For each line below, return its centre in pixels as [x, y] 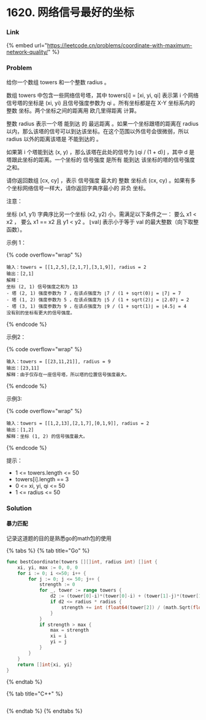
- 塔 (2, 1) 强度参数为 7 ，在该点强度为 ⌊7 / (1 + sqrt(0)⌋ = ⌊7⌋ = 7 [94, 293]
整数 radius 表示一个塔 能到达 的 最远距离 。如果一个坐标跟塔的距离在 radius [103, 123]
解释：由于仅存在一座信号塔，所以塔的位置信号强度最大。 [68, 374]
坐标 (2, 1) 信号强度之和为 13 [42, 287]
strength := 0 [57, 585]
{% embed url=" [27, 45]
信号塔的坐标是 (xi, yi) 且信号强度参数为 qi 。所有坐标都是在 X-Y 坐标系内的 [101, 103]
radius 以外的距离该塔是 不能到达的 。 [54, 139]
